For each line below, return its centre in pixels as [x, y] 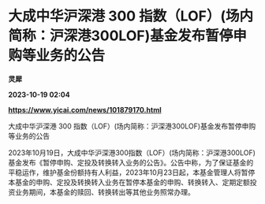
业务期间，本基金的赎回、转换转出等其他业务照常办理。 [105, 192]
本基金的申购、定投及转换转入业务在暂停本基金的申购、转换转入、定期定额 [129, 182]
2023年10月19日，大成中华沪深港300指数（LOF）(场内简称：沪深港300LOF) [132, 152]
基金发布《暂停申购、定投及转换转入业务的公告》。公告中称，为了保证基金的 [131, 162]
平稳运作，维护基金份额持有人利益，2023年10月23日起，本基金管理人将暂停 [132, 172]
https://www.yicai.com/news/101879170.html [85, 109]
